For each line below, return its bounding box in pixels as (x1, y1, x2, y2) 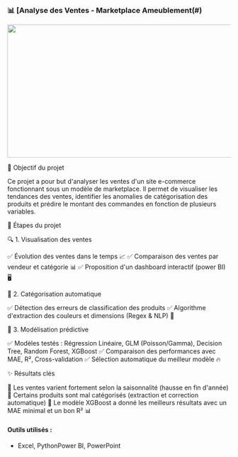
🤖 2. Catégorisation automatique (7, 290, 102, 299)
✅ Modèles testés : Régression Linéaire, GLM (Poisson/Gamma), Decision (7, 339, 222, 348)
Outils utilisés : (7, 425, 52, 434)
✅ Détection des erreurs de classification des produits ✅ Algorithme (7, 304, 207, 312)
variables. (7, 207, 36, 216)
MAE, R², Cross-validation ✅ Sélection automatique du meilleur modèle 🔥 (7, 355, 221, 363)
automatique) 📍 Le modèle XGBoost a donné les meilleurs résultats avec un (7, 399, 227, 407)
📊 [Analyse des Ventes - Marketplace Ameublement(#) (7, 5, 203, 15)
